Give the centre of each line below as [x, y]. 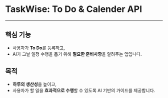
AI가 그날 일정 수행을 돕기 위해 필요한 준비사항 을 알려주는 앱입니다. [77, 54]
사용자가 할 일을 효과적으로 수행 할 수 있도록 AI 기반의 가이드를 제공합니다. [84, 90]
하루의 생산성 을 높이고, [34, 84]
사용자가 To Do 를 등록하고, [38, 48]
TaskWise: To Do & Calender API [74, 9]
